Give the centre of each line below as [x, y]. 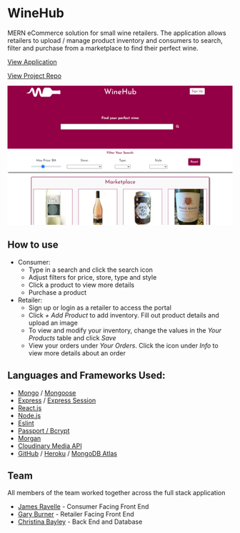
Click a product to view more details [81, 285]
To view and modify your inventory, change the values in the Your [125, 330]
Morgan [29, 438]
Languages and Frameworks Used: [86, 376]
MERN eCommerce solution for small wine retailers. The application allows [117, 33]
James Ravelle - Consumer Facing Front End [83, 507]
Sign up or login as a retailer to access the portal [100, 308]
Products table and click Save [72, 337]
